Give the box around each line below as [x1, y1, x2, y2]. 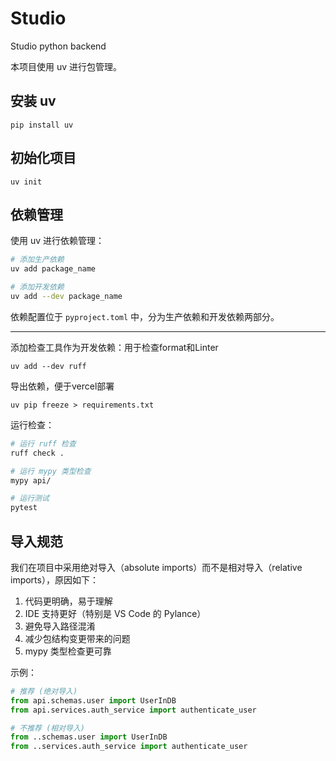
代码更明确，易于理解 [24, 595, 113, 607]
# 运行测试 [10, 493, 50, 504]
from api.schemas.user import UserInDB [10, 695, 177, 706]
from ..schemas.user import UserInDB [10, 732, 168, 742]
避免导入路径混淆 [24, 620, 96, 632]
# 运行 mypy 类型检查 [10, 466, 92, 476]
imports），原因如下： [10, 573, 99, 586]
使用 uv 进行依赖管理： [10, 235, 105, 247]
